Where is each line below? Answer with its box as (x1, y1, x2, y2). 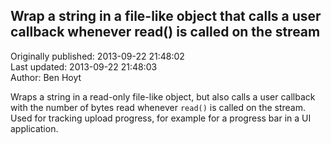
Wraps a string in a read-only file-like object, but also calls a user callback (10, 90, 316, 103)
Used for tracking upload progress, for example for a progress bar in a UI (10, 112, 312, 124)
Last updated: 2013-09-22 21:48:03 (10, 60, 158, 73)
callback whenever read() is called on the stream (10, 24, 321, 41)
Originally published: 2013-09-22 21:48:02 (10, 50, 185, 62)
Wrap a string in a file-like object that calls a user (10, 8, 322, 25)
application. (10, 122, 59, 134)
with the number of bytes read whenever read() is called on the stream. (10, 101, 306, 113)
